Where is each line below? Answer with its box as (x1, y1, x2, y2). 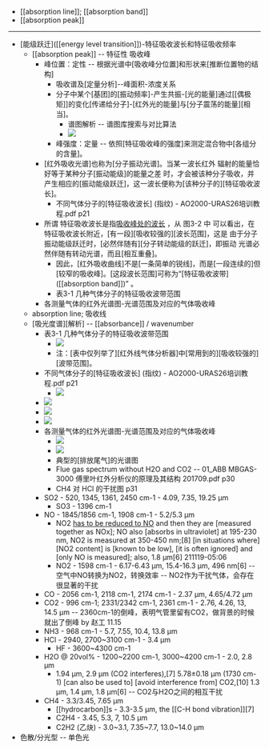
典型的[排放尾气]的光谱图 (55, 455, 139, 465)
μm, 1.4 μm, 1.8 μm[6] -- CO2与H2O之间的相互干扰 (55, 687, 223, 696)
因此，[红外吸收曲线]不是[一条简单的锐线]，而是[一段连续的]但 (55, 259, 261, 268)
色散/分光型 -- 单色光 (19, 732, 90, 742)
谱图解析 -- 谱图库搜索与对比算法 (67, 119, 177, 129)
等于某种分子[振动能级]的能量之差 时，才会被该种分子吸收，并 (50, 169, 255, 178)
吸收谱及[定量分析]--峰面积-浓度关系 (55, 79, 176, 89)
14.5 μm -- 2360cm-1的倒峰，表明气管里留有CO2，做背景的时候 (43, 607, 255, 617)
